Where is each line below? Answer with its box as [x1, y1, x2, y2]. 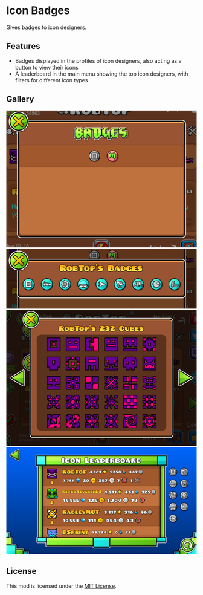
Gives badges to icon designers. [6, 24, 87, 31]
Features [6, 41, 40, 51]
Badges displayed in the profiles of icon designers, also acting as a [14, 57, 182, 64]
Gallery [6, 94, 34, 105]
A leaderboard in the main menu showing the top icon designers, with [14, 70, 188, 77]
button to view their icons [14, 63, 79, 71]
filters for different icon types [14, 76, 88, 83]
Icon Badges [6, 4, 71, 18]
